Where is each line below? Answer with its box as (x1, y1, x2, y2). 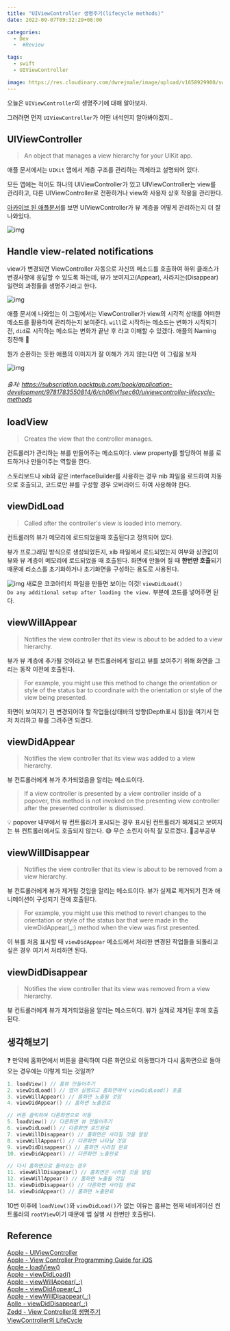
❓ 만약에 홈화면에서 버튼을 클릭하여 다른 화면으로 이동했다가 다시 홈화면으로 (7, 1056, 208, 1064)
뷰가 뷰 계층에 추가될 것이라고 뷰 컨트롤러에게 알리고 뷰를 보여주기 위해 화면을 (7, 656, 214, 665)
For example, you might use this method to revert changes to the (23, 909, 207, 917)
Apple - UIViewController (7, 1248, 78, 1256)
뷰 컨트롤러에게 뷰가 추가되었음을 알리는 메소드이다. (7, 776, 144, 784)
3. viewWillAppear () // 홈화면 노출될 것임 (7, 1093, 122, 1100)
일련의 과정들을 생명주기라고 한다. (7, 282, 97, 290)
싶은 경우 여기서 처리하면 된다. (7, 947, 88, 955)
